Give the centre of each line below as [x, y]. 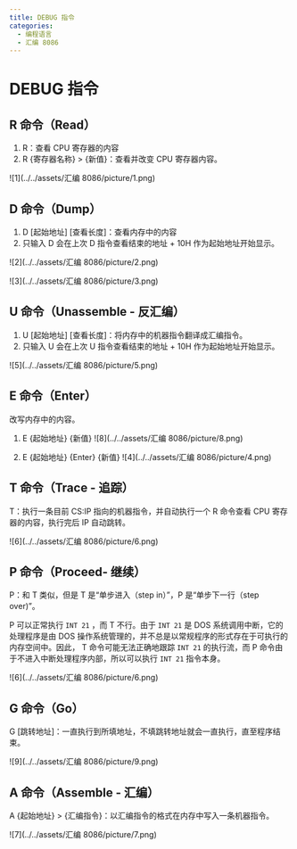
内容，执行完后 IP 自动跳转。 [78, 522]
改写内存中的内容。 [45, 419]
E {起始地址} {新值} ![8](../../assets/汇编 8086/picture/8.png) [132, 438]
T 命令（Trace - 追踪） [71, 488]
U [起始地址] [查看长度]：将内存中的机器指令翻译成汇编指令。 [135, 334]
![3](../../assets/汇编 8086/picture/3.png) [84, 281]
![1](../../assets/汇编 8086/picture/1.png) [82, 178]
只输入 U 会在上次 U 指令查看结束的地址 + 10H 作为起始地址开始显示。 [151, 346]
